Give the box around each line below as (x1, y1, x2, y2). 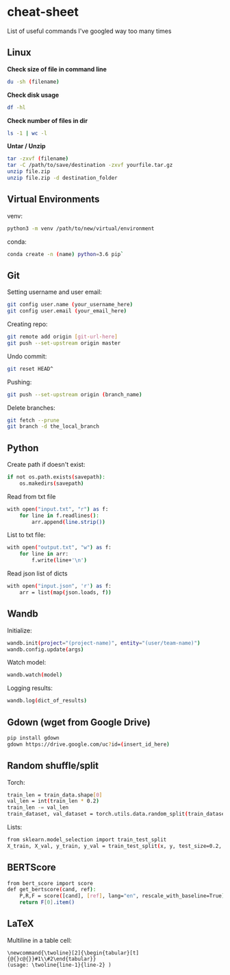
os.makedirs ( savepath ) (19, 480, 84, 487)
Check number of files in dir (7, 116, 88, 124)
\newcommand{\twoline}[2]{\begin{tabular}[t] (7, 949, 139, 956)
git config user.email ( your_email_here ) (7, 308, 127, 314)
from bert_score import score (7, 880, 94, 886)
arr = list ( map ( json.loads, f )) (19, 588, 112, 596)
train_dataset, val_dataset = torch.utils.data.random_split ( (7, 811, 188, 818)
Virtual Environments (7, 194, 100, 205)
